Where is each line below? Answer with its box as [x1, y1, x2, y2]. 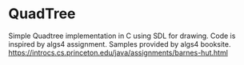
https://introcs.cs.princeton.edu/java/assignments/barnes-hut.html [8, 48, 228, 57]
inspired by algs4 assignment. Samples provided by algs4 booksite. [8, 39, 231, 48]
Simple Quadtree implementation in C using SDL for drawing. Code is [8, 31, 236, 40]
